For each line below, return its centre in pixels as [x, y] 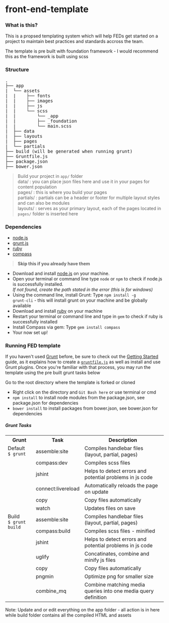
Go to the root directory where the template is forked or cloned [70, 382]
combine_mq [51, 591]
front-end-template [47, 9]
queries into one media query [119, 591]
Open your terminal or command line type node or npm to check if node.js [87, 279]
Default [16, 448]
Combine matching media [115, 585]
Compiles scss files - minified [120, 531]
